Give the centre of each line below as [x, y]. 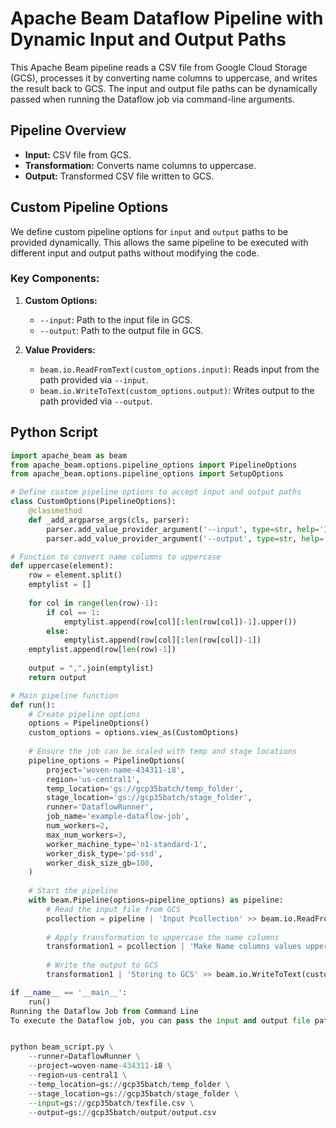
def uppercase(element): [62, 566]
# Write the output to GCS [102, 965]
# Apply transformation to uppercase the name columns [163, 937]
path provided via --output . [96, 401]
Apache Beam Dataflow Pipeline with [167, 18]
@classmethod [55, 511]
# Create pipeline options [84, 714]
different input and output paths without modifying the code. [135, 253]
